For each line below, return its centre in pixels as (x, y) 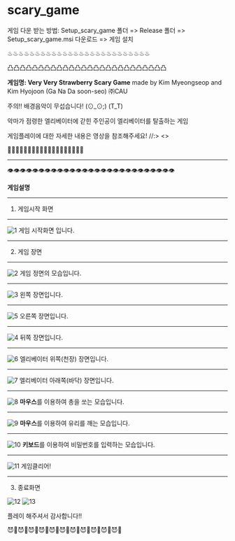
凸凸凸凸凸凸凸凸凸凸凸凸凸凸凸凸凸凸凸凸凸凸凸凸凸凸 (87, 67)
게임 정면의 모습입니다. (51, 273)
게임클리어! (36, 466)
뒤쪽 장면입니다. (42, 337)
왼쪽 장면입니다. (41, 294)
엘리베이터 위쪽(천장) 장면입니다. (64, 358)
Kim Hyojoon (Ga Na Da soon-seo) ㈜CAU (67, 91)
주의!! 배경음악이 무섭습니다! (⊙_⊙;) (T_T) (65, 106)
